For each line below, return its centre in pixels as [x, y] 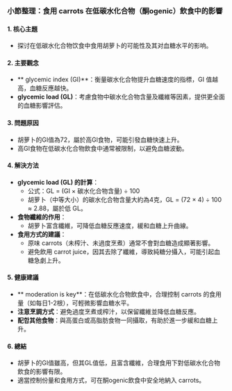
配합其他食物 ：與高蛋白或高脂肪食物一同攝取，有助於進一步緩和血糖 [114, 320]
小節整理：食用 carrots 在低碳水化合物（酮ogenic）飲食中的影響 [115, 10]
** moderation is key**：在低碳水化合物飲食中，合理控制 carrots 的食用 [119, 294]
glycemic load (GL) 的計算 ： [58, 182]
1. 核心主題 [23, 28]
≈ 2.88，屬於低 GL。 [57, 208]
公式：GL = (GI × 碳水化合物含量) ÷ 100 [84, 191]
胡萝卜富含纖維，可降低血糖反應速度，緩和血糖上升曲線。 [110, 225]
